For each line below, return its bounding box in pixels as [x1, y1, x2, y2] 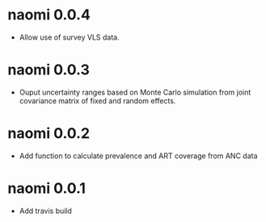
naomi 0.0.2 [7, 124, 91, 143]
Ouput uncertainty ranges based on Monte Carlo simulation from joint [19, 87, 251, 97]
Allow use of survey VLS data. [19, 32, 120, 42]
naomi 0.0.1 [7, 179, 87, 197]
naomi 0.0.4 [7, 6, 91, 24]
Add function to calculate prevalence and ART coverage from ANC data [19, 151, 258, 161]
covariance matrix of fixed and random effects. [19, 95, 176, 106]
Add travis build [19, 206, 72, 216]
